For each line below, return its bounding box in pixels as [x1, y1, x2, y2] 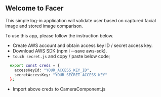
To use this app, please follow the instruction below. [5, 32, 114, 38]
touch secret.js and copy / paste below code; [12, 53, 110, 59]
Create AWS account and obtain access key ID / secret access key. [12, 42, 153, 48]
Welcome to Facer [5, 4, 64, 13]
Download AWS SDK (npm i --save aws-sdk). [12, 47, 107, 54]
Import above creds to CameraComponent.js [12, 86, 106, 92]
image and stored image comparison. [5, 23, 84, 29]
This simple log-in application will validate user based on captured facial [5, 17, 156, 23]
